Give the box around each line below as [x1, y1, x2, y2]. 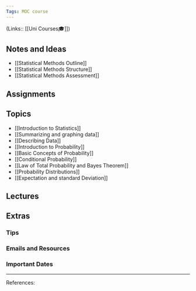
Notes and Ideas [6, 44, 66, 54]
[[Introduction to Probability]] [14, 143, 85, 150]
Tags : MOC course [6, 8, 48, 15]
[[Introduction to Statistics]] [14, 124, 81, 132]
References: [6, 279, 35, 286]
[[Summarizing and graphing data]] [14, 131, 99, 138]
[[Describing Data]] [14, 137, 61, 144]
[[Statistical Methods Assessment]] [14, 72, 99, 79]
